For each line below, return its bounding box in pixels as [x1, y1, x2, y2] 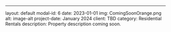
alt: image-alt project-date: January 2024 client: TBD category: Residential [5, 16, 162, 21]
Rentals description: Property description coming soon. [5, 21, 121, 27]
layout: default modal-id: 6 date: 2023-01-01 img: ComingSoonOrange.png [5, 10, 162, 16]
